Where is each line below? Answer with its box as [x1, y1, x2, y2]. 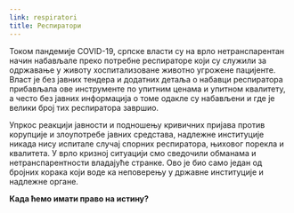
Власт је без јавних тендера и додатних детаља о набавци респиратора [9, 74, 283, 84]
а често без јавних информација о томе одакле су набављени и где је [9, 92, 275, 103]
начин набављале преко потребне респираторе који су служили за [9, 55, 267, 66]
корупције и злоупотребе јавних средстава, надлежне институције [9, 129, 265, 139]
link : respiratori [9, 12, 78, 22]
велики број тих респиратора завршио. [9, 102, 159, 113]
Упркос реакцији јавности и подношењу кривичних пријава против [9, 119, 265, 130]
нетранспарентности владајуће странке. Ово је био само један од [9, 157, 263, 168]
